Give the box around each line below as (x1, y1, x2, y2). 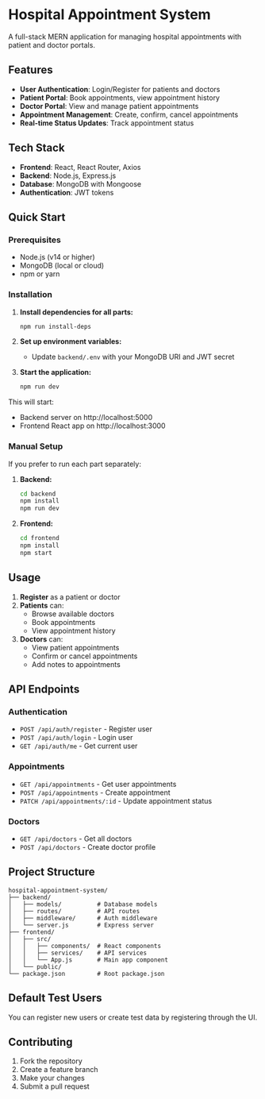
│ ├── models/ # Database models (8, 900, 158, 908)
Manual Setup (8, 441, 63, 452)
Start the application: (19, 368, 92, 377)
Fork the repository (19, 1056, 83, 1066)
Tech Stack (8, 141, 65, 155)
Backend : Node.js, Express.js (19, 171, 117, 180)
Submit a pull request (19, 1082, 90, 1091)
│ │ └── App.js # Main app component (8, 955, 169, 964)
